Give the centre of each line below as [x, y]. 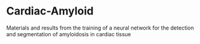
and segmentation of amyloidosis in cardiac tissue [69, 34]
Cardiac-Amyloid [50, 11]
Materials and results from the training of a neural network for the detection [100, 28]
